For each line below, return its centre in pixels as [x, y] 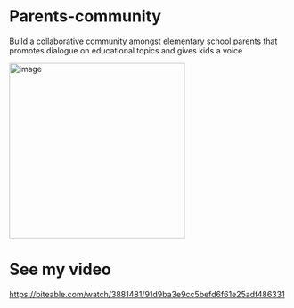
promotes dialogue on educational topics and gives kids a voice [126, 50]
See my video [60, 270]
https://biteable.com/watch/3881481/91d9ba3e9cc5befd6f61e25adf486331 [147, 294]
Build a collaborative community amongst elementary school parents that [143, 41]
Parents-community [86, 16]
